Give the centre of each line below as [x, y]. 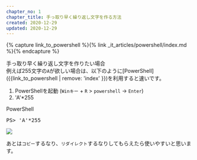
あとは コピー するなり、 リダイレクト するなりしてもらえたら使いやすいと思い [96, 143]
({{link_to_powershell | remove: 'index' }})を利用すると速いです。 [85, 78]
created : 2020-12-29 [32, 23]
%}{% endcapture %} [33, 52]
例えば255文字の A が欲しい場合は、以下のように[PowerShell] [80, 71]
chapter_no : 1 [24, 12]
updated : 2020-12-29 [32, 28]
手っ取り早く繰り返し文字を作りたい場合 [56, 63]
